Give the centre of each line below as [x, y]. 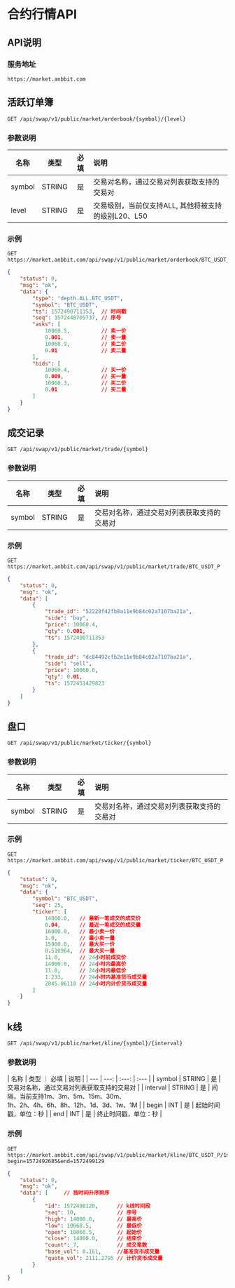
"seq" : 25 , [48, 906]
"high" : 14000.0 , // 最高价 [93, 1219]
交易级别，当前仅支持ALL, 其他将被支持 [158, 206]
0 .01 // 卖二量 [85, 350]
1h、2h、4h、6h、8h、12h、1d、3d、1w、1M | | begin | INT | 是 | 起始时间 [114, 1105]
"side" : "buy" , [67, 618]
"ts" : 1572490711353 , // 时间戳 [80, 311]
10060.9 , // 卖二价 [85, 344]
